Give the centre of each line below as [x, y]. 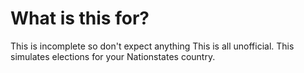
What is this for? [80, 18]
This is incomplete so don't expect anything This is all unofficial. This [152, 46]
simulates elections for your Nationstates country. [113, 56]
